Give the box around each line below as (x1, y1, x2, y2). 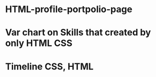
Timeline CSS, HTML (5, 61, 94, 72)
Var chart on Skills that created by (5, 27, 151, 38)
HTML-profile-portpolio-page (5, 4, 133, 15)
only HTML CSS (5, 37, 72, 49)
